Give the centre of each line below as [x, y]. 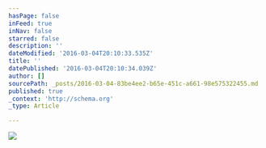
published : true [36, 91]
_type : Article [34, 106]
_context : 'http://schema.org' [61, 99]
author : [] [27, 76]
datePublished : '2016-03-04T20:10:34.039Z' [83, 69]
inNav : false [30, 31]
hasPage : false [34, 16]
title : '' [25, 61]
